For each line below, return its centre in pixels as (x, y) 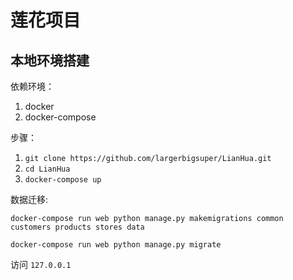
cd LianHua (47, 169)
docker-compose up (63, 180)
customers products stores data (77, 227)
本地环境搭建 (50, 60)
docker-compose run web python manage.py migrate (116, 245)
